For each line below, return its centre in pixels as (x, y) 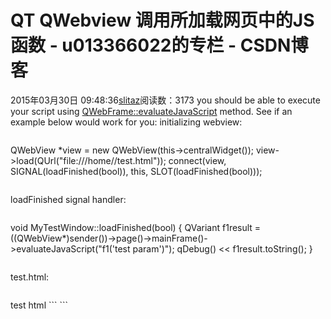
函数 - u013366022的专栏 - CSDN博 (159, 45)
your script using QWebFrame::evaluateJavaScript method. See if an (151, 111)
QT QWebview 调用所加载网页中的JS (162, 20)
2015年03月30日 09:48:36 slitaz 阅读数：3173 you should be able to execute (165, 100)
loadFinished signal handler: (68, 199)
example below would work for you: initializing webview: (126, 122)
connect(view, (197, 160)
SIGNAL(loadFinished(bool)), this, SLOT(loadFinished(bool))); (136, 171)
